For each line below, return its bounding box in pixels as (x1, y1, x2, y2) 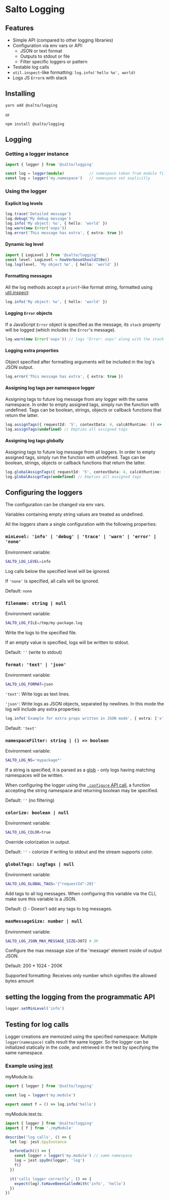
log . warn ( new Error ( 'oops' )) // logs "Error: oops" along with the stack (5, 337, 164, 342)
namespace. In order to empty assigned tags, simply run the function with (5, 401, 159, 407)
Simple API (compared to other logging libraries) (12, 37, 114, 43)
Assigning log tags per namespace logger (5, 385, 95, 391)
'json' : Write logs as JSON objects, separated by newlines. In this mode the (5, 700, 164, 707)
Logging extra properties (5, 348, 59, 354)
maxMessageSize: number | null (5, 919, 82, 924)
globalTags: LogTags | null (5, 861, 74, 867)
